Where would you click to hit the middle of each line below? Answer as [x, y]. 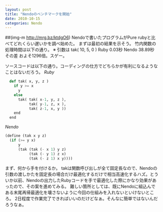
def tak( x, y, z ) [29, 81]
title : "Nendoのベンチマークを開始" [38, 14]
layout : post [18, 9]
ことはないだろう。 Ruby [30, 72]
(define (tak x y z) [26, 136]
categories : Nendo [24, 23]
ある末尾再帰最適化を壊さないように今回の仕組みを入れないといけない [75, 193]
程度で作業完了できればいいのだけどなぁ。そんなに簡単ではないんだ [90, 199]
